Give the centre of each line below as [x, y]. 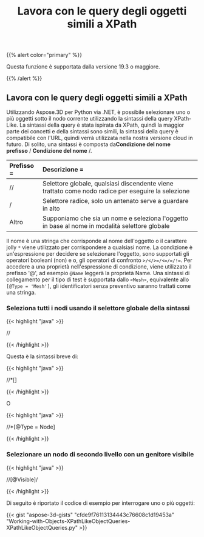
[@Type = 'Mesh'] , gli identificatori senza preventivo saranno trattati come [99, 286]
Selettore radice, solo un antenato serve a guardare [116, 201]
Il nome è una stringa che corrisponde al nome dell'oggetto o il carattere [97, 241]
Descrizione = [63, 169]
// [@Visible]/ [22, 479]
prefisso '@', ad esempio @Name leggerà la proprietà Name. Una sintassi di [98, 273]
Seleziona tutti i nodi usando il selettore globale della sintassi [98, 308]
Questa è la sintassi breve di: [42, 356]
